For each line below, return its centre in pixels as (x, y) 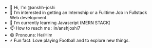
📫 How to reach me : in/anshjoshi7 (45, 28)
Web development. (28, 18)
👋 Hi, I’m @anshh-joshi (32, 7)
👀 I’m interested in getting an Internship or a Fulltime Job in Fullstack (78, 12)
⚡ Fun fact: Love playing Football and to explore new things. (70, 40)
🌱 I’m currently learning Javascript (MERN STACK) (60, 23)
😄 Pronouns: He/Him (31, 35)
